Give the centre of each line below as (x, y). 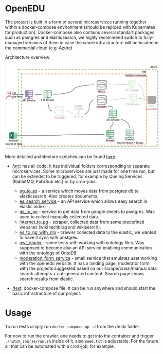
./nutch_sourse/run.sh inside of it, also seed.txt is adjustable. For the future (82, 341)
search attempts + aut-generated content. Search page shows (82, 273)
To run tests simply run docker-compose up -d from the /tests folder (72, 326)
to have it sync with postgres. (49, 237)
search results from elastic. (47, 279)
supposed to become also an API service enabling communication (86, 248)
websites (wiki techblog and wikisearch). (60, 227)
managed (15, 42)
